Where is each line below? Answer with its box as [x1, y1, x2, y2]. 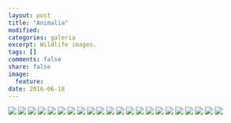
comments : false [8, 56, 61, 64]
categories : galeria [8, 33, 76, 42]
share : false [8, 63, 51, 71]
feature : [15, 77, 44, 85]
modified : [8, 26, 41, 34]
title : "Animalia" [8, 19, 69, 27]
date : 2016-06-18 [8, 84, 65, 93]
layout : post [8, 11, 51, 20]
